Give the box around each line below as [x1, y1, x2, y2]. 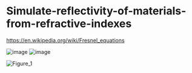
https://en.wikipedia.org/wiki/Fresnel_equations [6, 36, 125, 44]
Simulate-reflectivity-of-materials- [6, 4, 187, 18]
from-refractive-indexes [6, 17, 132, 31]
